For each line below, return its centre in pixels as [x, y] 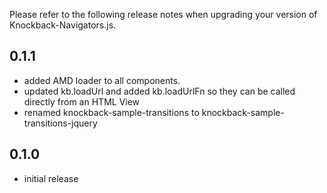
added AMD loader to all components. [102, 80]
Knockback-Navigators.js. [63, 25]
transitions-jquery [60, 123]
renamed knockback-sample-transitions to [111, 112]
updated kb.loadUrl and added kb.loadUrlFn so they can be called [159, 91]
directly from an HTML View [82, 101]
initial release [51, 178]
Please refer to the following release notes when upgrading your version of [163, 14]
